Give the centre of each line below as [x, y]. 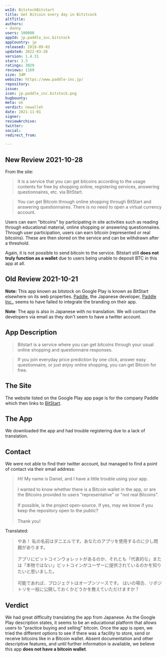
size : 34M [15, 75]
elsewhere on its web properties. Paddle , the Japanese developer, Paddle [81, 296]
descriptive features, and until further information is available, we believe [80, 644]
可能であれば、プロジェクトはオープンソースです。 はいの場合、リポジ [89, 583]
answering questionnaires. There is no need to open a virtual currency [89, 207]
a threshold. [17, 243]
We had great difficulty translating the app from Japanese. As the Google [80, 617]
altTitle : [15, 19]
